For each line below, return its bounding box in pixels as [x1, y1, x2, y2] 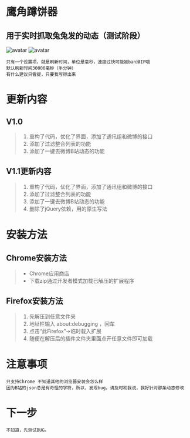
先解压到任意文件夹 [29, 313, 76, 320]
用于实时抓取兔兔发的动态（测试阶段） [6, 31, 145, 41]
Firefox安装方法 [6, 296, 63, 306]
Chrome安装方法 [6, 253, 67, 263]
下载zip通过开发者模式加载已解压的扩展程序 [29, 277, 135, 284]
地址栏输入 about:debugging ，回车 [29, 320, 116, 327]
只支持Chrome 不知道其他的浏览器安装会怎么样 [6, 379, 104, 384]
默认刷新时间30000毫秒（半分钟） [6, 65, 76, 71]
